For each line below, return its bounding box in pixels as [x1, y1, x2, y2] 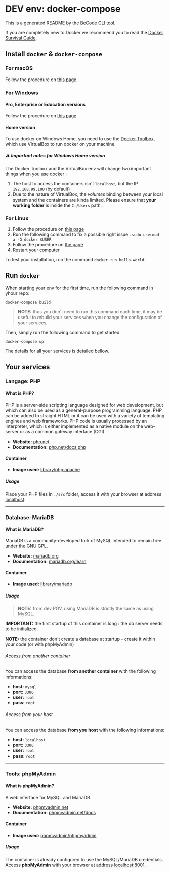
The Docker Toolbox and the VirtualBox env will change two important [5, 165, 151, 171]
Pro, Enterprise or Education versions [5, 102, 86, 108]
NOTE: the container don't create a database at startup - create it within [5, 636, 155, 642]
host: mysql [12, 684, 37, 690]
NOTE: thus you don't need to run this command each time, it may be [17, 309, 162, 315]
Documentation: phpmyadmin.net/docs [12, 809, 96, 815]
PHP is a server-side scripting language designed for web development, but [5, 402, 163, 408]
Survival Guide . [5, 35, 37, 41]
